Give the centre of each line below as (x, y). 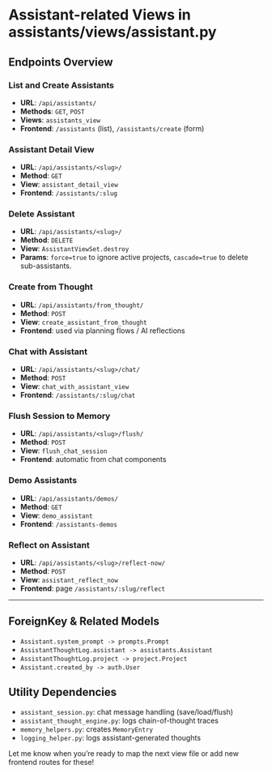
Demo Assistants (43, 480)
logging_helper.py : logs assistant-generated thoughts (110, 737)
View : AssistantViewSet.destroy (74, 249)
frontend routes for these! (51, 762)
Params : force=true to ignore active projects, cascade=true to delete (134, 258)
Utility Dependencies (63, 692)
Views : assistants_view (60, 120)
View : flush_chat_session (64, 451)
